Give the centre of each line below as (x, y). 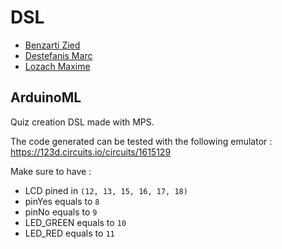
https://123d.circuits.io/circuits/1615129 (91, 152)
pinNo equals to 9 (61, 212)
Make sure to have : (51, 171)
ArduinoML (46, 97)
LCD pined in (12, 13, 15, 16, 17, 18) (106, 190)
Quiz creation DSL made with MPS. (82, 122)
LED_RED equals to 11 (69, 233)
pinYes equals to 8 (62, 201)
